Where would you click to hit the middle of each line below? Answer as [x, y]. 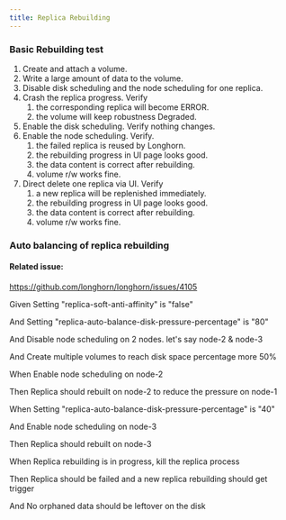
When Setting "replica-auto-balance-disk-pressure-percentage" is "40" [143, 409]
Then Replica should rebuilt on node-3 [80, 444]
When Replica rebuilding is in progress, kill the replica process [125, 461]
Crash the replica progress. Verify [85, 97]
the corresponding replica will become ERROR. [122, 107]
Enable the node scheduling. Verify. [88, 135]
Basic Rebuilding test [56, 49]
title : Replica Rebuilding [60, 18]
